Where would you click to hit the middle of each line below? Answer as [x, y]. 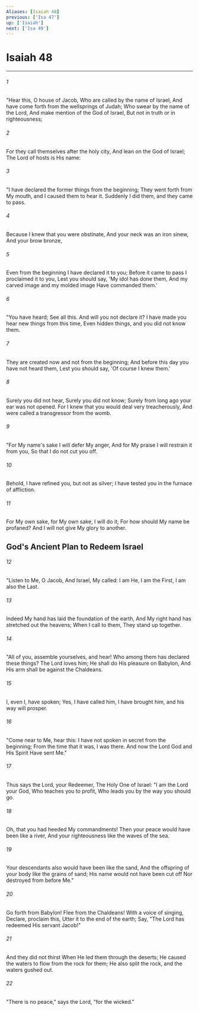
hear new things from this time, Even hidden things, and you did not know [96, 324]
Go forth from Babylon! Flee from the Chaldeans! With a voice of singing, [95, 912]
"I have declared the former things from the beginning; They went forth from [99, 189]
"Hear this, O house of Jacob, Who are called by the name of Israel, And [94, 100]
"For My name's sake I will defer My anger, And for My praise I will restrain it [99, 445]
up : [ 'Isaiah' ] [25, 23]
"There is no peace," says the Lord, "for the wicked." [70, 1002]
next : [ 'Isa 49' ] [28, 28]
